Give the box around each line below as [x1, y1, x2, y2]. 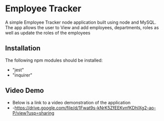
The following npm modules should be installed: [5, 57, 103, 63]
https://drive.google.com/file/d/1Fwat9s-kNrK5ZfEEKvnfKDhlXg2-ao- [14, 105, 156, 111]
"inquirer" [12, 72, 33, 78]
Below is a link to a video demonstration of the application [12, 99, 131, 105]
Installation [5, 44, 41, 52]
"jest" [12, 67, 24, 73]
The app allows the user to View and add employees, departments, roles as [5, 24, 159, 30]
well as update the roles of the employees [5, 30, 91, 36]
